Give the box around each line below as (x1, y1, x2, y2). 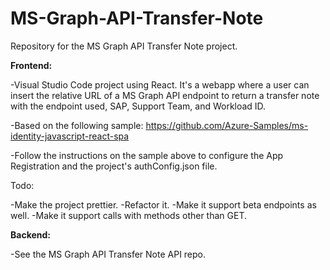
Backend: (10, 228, 51, 241)
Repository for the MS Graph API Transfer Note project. (10, 40, 238, 52)
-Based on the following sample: (10, 119, 144, 131)
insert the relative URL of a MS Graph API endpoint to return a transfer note (10, 89, 320, 101)
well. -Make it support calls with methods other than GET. (10, 209, 247, 221)
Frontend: (10, 59, 53, 71)
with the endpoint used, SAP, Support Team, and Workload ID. (10, 100, 267, 112)
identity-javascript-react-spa (10, 130, 130, 142)
